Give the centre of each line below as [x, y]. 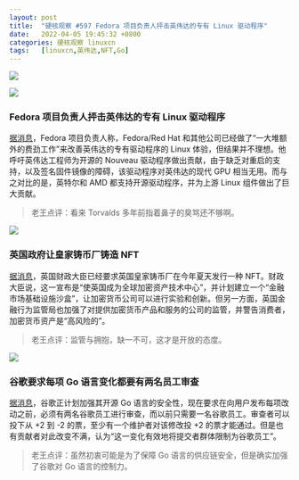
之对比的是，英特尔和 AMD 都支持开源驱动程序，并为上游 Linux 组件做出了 [145, 183]
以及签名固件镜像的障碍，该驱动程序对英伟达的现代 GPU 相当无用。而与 [156, 171]
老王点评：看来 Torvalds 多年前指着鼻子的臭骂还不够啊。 [135, 213]
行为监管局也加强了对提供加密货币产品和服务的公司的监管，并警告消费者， [153, 310]
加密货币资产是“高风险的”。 [60, 320]
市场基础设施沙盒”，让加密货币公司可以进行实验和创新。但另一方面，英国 [144, 298]
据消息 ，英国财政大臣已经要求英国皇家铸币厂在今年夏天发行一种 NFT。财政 [147, 276]
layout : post [33, 17]
